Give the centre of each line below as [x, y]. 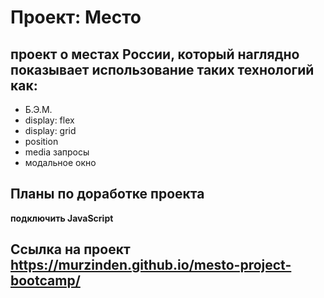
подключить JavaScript [62, 218]
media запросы [57, 152]
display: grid [50, 130]
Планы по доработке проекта [107, 194]
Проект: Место [76, 17]
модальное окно [60, 162]
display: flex [49, 120]
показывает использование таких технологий [162, 69]
